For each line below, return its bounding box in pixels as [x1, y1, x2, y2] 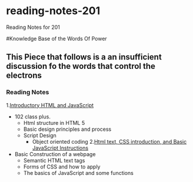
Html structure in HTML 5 [23, 119, 85, 126]
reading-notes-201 [6, 4, 101, 18]
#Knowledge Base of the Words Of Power [6, 35, 107, 42]
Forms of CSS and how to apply [23, 163, 101, 170]
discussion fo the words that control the [6, 61, 156, 71]
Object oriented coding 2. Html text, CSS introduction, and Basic [32, 138, 187, 145]
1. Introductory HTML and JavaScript [6, 101, 94, 108]
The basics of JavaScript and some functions [23, 169, 134, 176]
